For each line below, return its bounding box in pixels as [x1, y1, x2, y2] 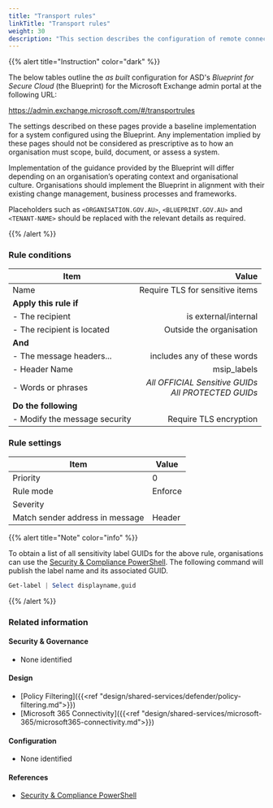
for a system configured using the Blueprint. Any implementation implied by [8, 130, 262, 140]
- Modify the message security [12, 413, 132, 424]
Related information [8, 616, 89, 628]
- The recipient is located [12, 324, 110, 335]
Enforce [151, 485, 183, 497]
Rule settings [8, 437, 62, 449]
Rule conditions [8, 250, 71, 261]
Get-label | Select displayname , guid [8, 581, 136, 589]
